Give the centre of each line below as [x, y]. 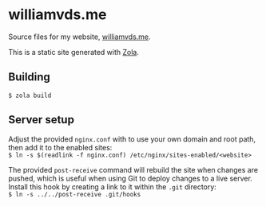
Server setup [41, 120]
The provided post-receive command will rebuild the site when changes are [133, 169]
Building [29, 77]
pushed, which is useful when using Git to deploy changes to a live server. [131, 178]
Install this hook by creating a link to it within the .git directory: [113, 187]
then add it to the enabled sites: [60, 147]
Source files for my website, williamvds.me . [79, 37]
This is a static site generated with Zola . [74, 52]
